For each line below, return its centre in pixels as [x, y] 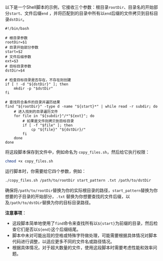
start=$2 [14, 52]
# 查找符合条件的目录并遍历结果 [33, 102]
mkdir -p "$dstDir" [34, 89]
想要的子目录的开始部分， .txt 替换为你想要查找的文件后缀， [65, 196]
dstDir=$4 [15, 71]
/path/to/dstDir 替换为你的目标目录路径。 [51, 202]
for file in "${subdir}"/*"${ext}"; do [54, 116]
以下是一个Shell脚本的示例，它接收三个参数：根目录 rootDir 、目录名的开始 [80, 7]
